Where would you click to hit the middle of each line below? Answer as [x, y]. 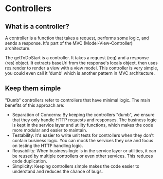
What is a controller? [37, 26]
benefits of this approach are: [35, 105]
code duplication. [29, 161]
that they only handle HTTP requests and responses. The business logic [84, 120]
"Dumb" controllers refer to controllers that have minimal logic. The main [78, 100]
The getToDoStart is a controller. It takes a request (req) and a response [77, 58]
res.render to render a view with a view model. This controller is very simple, [82, 68]
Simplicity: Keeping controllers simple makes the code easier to [76, 166]
